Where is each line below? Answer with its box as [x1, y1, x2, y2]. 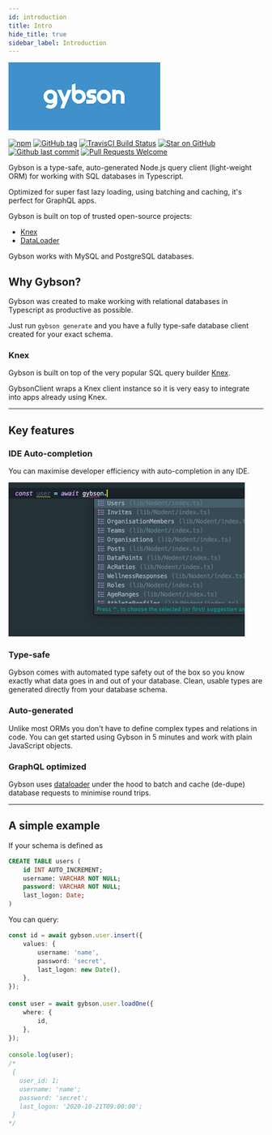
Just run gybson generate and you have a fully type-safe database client [8, 321, 249, 331]
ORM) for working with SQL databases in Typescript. [8, 171, 185, 182]
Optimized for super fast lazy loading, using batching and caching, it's [8, 187, 243, 197]
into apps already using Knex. [8, 392, 108, 402]
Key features [8, 423, 74, 437]
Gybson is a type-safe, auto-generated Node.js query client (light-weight [8, 163, 253, 173]
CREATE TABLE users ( [8, 857, 82, 865]
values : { [23, 940, 57, 948]
